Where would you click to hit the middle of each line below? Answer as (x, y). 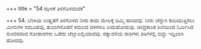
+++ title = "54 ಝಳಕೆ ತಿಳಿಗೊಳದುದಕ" (46, 9)
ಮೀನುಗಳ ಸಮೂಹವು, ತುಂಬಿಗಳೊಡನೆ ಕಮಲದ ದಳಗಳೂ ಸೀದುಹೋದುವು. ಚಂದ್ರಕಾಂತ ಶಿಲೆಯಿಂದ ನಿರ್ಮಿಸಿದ (100, 27)
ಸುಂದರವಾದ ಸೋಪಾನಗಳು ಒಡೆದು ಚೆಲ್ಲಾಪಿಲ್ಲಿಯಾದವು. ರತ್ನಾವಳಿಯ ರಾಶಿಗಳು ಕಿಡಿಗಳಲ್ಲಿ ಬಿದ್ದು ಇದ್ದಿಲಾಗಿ (95, 34)
